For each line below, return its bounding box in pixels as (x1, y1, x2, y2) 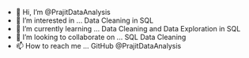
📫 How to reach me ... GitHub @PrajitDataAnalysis (15, 42, 182, 50)
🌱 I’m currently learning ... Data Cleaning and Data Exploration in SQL (15, 24, 241, 33)
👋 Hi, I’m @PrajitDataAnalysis (15, 8, 111, 16)
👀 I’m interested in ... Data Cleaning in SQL (15, 16, 154, 25)
